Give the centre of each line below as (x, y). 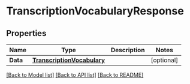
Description (128, 50)
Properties (26, 33)
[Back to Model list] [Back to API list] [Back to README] (75, 75)
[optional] (165, 60)
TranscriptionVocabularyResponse (95, 11)
